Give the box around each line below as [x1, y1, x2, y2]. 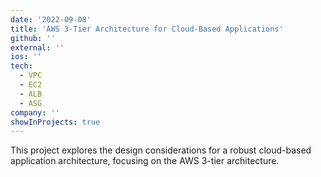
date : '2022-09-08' [10, 14, 92, 25]
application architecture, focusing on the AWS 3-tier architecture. [10, 155, 280, 167]
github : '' [10, 33, 56, 43]
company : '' [10, 107, 60, 118]
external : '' [10, 42, 65, 53]
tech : [10, 61, 33, 71]
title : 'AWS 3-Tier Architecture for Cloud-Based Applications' [10, 24, 284, 34]
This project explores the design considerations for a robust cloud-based [10, 144, 312, 156]
